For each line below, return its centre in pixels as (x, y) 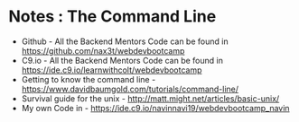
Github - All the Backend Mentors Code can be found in (125, 41)
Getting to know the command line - (89, 79)
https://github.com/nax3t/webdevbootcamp (103, 50)
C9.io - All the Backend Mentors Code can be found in (122, 60)
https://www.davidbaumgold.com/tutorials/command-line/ (130, 89)
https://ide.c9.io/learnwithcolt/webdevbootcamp (112, 70)
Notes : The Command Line (112, 17)
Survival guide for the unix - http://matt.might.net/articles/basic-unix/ (150, 98)
